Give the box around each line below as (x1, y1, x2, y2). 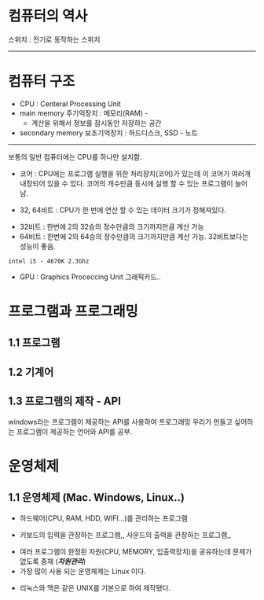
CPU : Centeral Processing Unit (19, 99, 122, 109)
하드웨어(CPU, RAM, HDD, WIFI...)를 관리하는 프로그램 (19, 513, 189, 523)
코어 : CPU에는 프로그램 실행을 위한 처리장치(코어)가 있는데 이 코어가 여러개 (19, 168, 251, 178)
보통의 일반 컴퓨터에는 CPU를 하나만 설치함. (8, 152, 143, 161)
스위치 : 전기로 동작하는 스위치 (8, 35, 101, 44)
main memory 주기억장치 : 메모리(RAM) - (19, 108, 148, 118)
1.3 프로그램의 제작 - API (8, 395, 122, 408)
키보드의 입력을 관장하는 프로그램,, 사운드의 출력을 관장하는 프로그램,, (19, 530, 232, 539)
